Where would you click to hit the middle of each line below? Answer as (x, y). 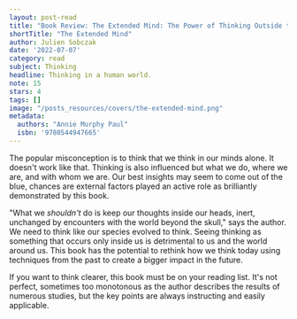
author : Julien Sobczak (53, 42)
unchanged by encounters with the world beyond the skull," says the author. (148, 222)
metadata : (27, 116)
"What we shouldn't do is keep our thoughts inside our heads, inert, (132, 213)
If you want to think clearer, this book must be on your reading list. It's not (143, 276)
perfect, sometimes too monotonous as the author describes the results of (145, 286)
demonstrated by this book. (59, 195)
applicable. (29, 305)
